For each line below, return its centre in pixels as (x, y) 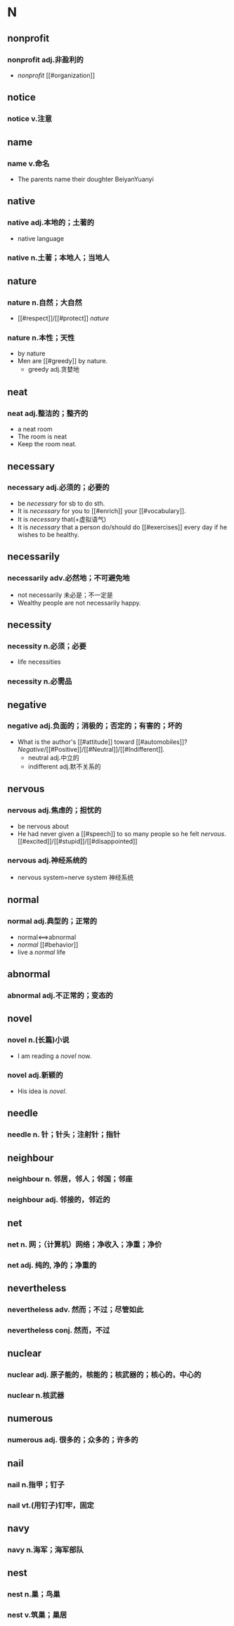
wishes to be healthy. (48, 534)
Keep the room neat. (47, 444)
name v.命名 (28, 163)
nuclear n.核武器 (36, 1396)
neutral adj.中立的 (53, 757)
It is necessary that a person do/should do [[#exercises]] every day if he (122, 527)
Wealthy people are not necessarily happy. (79, 603)
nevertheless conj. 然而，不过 (59, 1330)
